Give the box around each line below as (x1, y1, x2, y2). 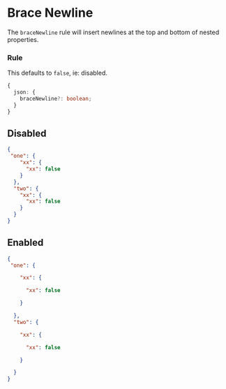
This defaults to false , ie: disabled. (7, 68, 108, 78)
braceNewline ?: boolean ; (20, 95, 92, 102)
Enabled (7, 237, 44, 249)
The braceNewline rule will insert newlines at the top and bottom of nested (7, 28, 220, 36)
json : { (13, 89, 36, 96)
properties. (7, 35, 39, 43)
